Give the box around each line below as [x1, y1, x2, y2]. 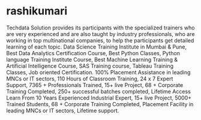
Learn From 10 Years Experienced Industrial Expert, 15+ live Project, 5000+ [6, 94, 192, 101]
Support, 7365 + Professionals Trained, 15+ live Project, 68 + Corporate [6, 81, 184, 88]
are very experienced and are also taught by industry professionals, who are [6, 30, 195, 37]
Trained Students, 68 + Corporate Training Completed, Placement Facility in [6, 100, 194, 107]
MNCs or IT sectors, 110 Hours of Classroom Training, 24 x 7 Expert [6, 75, 173, 82]
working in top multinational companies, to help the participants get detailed [6, 37, 194, 44]
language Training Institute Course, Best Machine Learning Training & [6, 56, 178, 63]
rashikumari [6, 4, 68, 18]
